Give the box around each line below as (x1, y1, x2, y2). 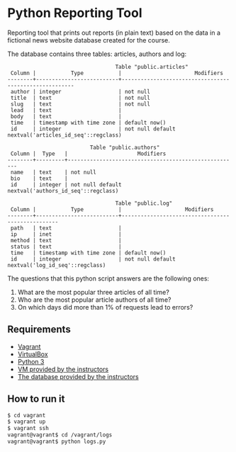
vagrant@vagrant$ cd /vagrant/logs (7, 431, 113, 439)
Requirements (7, 324, 71, 336)
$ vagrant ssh (7, 425, 50, 432)
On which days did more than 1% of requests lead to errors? (17, 303, 193, 311)
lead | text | (10, 106, 122, 114)
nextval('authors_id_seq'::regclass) (7, 187, 119, 194)
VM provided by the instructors (17, 365, 109, 373)
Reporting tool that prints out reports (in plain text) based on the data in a (7, 28, 221, 37)
